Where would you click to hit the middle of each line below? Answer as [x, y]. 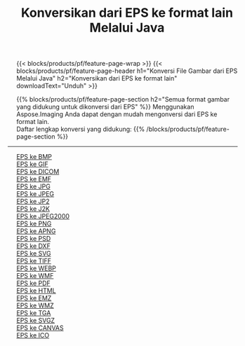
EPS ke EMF [34, 179]
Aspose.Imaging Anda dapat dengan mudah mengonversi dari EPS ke [117, 114]
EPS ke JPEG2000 [43, 216]
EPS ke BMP [34, 157]
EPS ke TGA [34, 313]
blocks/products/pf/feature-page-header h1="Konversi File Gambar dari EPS [127, 71]
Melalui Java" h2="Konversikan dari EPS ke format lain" [97, 78]
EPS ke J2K [33, 209]
